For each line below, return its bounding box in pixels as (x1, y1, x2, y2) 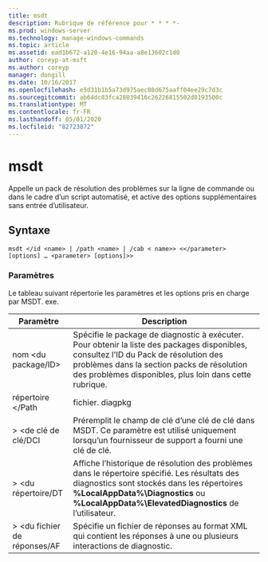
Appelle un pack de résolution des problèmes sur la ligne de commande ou (8, 183, 255, 193)
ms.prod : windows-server (8, 26, 91, 34)
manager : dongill (8, 71, 66, 79)
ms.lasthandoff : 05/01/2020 (8, 116, 102, 124)
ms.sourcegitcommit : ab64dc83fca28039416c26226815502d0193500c (8, 93, 223, 101)
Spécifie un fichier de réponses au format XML (73, 520, 248, 531)
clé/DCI (12, 434, 41, 446)
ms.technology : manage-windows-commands (8, 33, 145, 42)
